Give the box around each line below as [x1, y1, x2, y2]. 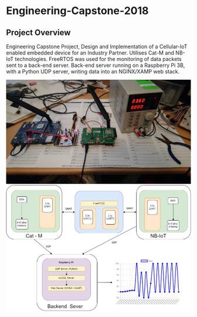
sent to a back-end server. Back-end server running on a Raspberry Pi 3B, [6, 62, 185, 69]
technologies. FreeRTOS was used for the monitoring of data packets [15, 56, 182, 62]
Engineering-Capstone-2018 [6, 4, 149, 18]
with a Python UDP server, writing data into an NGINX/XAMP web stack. [6, 68, 180, 75]
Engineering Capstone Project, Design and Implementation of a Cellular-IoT [6, 43, 188, 50]
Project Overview [6, 28, 71, 38]
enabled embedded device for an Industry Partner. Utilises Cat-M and [6, 49, 175, 56]
